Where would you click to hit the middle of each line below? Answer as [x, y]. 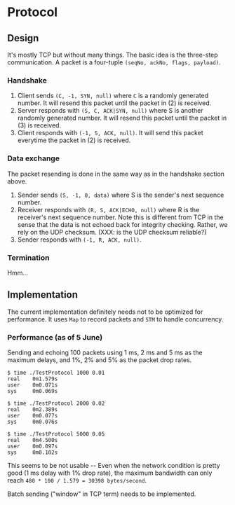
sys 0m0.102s [33, 452]
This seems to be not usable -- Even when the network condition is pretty [114, 465]
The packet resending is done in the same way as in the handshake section [116, 174]
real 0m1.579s [33, 379]
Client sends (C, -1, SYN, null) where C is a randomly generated [113, 96]
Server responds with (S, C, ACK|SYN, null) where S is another [110, 111]
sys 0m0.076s [33, 422]
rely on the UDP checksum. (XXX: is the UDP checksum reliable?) [112, 232]
